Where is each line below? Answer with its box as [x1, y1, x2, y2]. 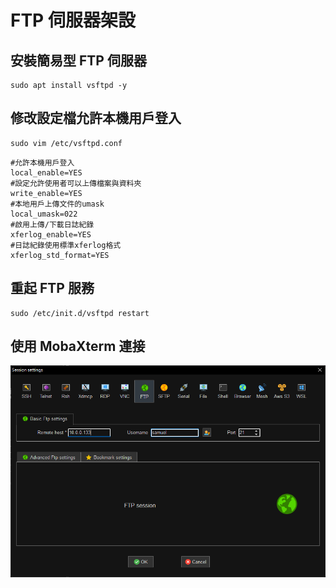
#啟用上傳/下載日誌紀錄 [10, 219, 95, 230]
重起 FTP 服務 [10, 280, 95, 297]
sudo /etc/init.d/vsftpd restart [10, 308, 150, 318]
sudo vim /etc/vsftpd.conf [10, 138, 123, 148]
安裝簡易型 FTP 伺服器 [10, 52, 147, 69]
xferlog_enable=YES [10, 229, 92, 240]
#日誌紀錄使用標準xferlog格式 [10, 240, 122, 250]
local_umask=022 [10, 209, 78, 219]
